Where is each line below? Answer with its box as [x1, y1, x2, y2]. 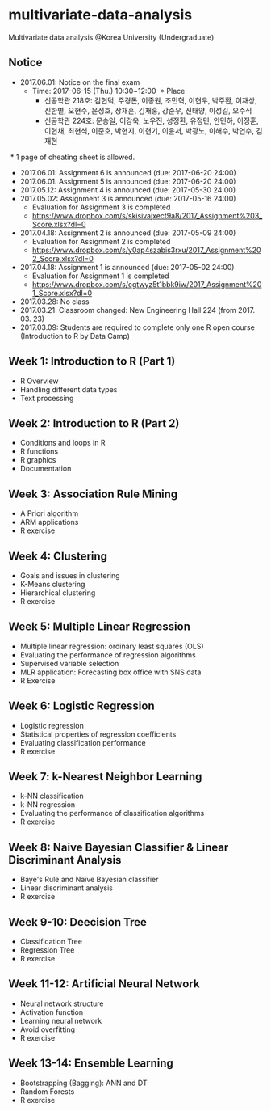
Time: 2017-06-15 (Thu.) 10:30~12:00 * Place [31, 86, 186, 95]
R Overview [19, 376, 59, 386]
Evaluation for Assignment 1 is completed [31, 271, 169, 281]
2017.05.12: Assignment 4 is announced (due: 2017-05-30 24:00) [19, 184, 236, 195]
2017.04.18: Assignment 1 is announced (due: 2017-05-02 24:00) [19, 262, 235, 272]
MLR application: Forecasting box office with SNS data [19, 667, 202, 677]
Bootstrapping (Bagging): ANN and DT [19, 1078, 148, 1088]
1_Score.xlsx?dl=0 [31, 288, 93, 298]
